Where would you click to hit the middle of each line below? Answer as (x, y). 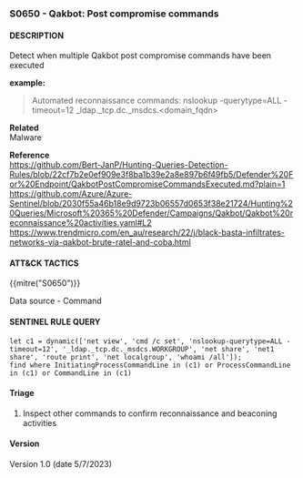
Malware (26, 137)
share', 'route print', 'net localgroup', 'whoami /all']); (126, 357)
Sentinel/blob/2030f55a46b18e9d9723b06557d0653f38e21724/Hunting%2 (151, 204)
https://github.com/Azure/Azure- (71, 194)
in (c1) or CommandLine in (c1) (71, 373)
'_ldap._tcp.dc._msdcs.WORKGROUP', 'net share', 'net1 (168, 349)
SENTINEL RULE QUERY (55, 321)
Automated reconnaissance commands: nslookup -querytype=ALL (157, 101)
